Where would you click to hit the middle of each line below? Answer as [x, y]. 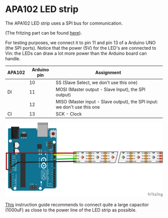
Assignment [108, 72]
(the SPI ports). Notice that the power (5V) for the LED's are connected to [81, 48]
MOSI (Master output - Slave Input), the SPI [101, 89]
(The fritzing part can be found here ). [44, 33]
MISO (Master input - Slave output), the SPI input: [107, 102]
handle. [13, 58]
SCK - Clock [69, 114]
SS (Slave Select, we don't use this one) [97, 82]
